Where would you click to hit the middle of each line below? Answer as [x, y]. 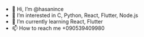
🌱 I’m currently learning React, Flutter [57, 21]
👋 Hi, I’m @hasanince [38, 9]
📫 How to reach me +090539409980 [58, 28]
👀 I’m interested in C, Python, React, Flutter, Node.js [75, 15]
